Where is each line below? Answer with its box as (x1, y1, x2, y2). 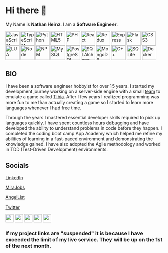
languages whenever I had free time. (5, 105, 82, 111)
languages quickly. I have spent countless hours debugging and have (5, 120, 149, 126)
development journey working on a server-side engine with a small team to (5, 88, 161, 94)
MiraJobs (5, 184, 25, 190)
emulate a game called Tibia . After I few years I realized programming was (5, 93, 160, 100)
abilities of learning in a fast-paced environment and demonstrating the (5, 136, 153, 142)
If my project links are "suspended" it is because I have (5, 230, 143, 237)
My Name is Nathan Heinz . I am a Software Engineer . (5, 21, 118, 27)
